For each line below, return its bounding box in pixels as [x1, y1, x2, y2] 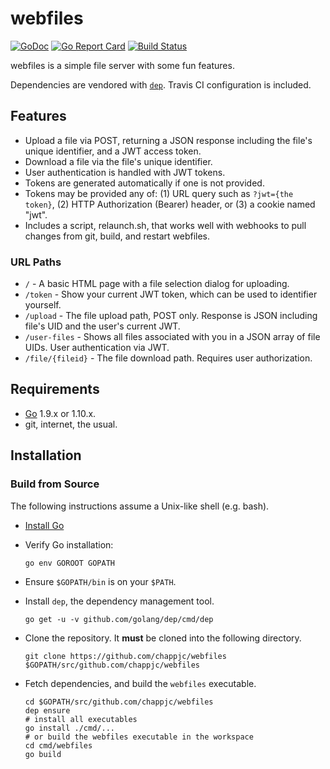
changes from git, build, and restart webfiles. [24, 230, 211, 242]
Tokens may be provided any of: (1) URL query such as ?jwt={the [24, 187, 294, 199]
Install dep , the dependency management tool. [24, 595, 215, 607]
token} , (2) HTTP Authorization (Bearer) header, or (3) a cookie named [24, 198, 316, 210]
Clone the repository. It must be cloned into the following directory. [24, 632, 302, 644]
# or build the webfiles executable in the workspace [24, 732, 254, 742]
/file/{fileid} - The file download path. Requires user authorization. [24, 352, 313, 364]
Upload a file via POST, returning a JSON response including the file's [24, 134, 313, 146]
